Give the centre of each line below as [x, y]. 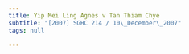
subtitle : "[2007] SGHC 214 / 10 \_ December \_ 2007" [95, 23]
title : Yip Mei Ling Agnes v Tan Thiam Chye [84, 15]
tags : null [27, 30]
